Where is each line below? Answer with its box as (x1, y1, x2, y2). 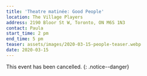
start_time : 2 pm (6, 31, 49, 37)
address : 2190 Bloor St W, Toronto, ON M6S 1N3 (6, 19, 126, 25)
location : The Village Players (6, 14, 83, 20)
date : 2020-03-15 (6, 47, 49, 53)
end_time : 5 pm (6, 36, 44, 42)
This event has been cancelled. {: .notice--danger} (6, 63, 130, 70)
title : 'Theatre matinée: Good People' (6, 8, 104, 15)
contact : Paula (6, 25, 44, 31)
